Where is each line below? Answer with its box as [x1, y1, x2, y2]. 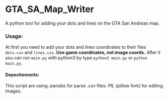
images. [5, 88, 22, 94]
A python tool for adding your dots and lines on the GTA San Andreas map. [5, 20, 160, 26]
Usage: [5, 33, 24, 40]
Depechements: [5, 71, 40, 77]
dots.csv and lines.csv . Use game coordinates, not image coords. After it [5, 49, 161, 56]
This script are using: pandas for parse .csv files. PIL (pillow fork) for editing [5, 83, 163, 89]
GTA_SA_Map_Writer [5, 4, 95, 15]
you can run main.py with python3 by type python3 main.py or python [5, 55, 147, 61]
